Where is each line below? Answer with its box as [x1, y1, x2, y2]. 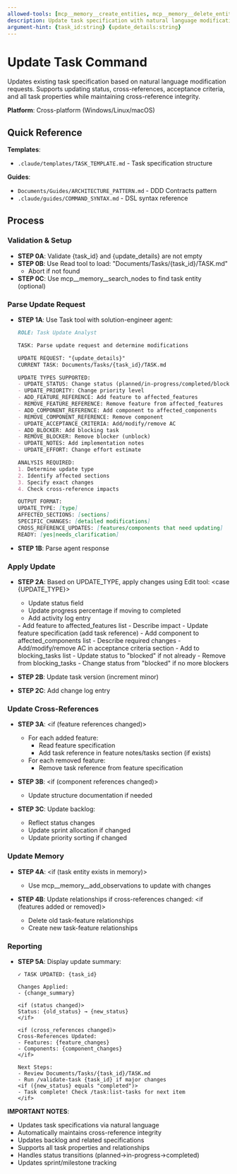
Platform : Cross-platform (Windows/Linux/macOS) [7, 106, 155, 115]
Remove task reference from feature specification [38, 764, 183, 772]
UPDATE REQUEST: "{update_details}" [17, 354, 126, 361]
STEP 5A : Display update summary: [17, 957, 121, 965]
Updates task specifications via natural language [17, 1120, 160, 1129]
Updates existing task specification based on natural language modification [7, 77, 227, 86]
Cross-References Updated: [17, 1033, 97, 1040]
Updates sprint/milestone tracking [17, 1158, 117, 1167]
